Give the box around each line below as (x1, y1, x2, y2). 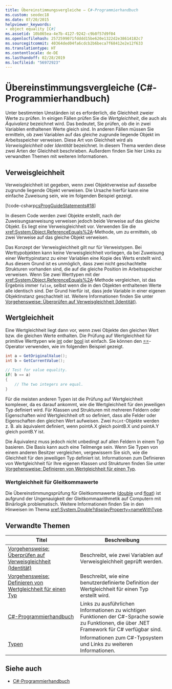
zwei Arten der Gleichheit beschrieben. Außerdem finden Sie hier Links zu (5, 148, 162, 154)
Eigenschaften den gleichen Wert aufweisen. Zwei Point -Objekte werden (5, 417, 160, 424)
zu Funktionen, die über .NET (80, 619, 150, 627)
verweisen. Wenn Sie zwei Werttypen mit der (5, 272, 100, 277)
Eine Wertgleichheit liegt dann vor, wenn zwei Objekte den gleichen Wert (5, 327, 159, 333)
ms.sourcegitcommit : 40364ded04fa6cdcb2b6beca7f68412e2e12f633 (5, 41, 143, 46)
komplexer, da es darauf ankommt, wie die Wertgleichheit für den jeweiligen (5, 401, 165, 407)
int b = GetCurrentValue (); (5, 358, 66, 363)
